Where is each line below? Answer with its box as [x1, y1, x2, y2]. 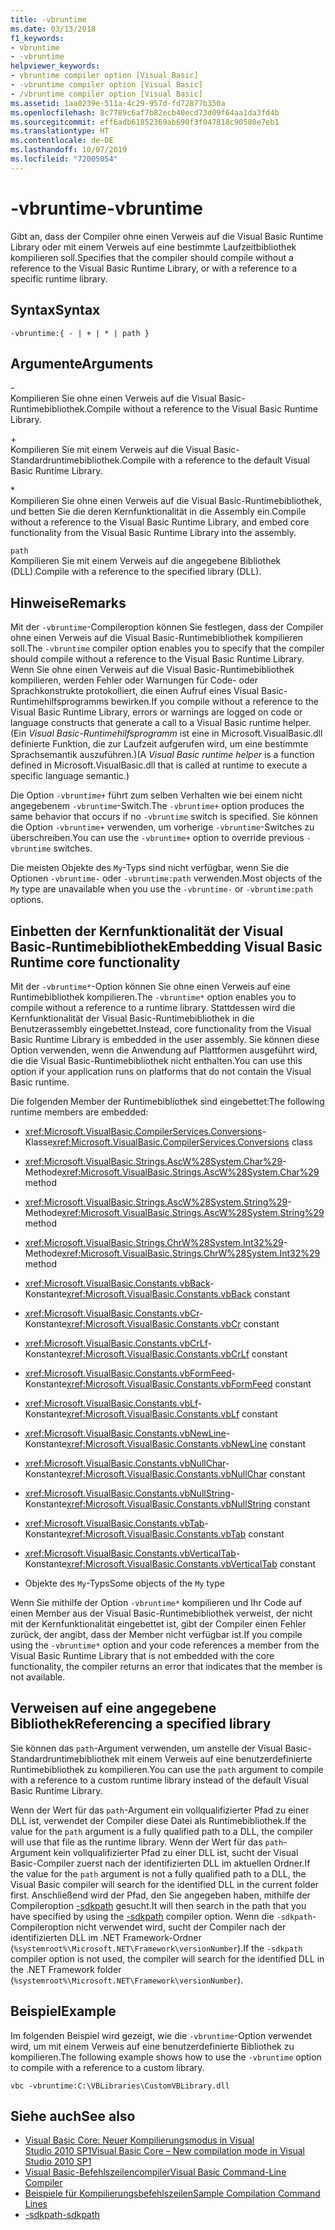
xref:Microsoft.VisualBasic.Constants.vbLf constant [66, 1407, 278, 1420]
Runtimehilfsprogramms [10, 696, 109, 708]
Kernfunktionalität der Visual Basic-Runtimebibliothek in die [10, 1012, 255, 1024]
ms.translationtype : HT [10, 126, 110, 136]
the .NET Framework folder [10, 1963, 122, 1975]
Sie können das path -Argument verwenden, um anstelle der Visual [10, 1742, 283, 1754]
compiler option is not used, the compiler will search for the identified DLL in [10, 1952, 325, 1965]
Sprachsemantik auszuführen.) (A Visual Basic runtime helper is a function [10, 749, 315, 761]
